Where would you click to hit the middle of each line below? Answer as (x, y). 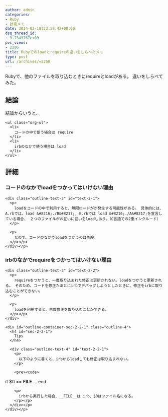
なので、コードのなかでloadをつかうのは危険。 (56, 237)
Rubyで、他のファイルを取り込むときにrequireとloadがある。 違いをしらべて (84, 77)
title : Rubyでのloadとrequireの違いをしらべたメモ (54, 52)
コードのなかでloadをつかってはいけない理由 (59, 188)
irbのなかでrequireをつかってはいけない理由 (58, 260)
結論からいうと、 (23, 113)
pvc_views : (17, 43)
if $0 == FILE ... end (26, 382)
